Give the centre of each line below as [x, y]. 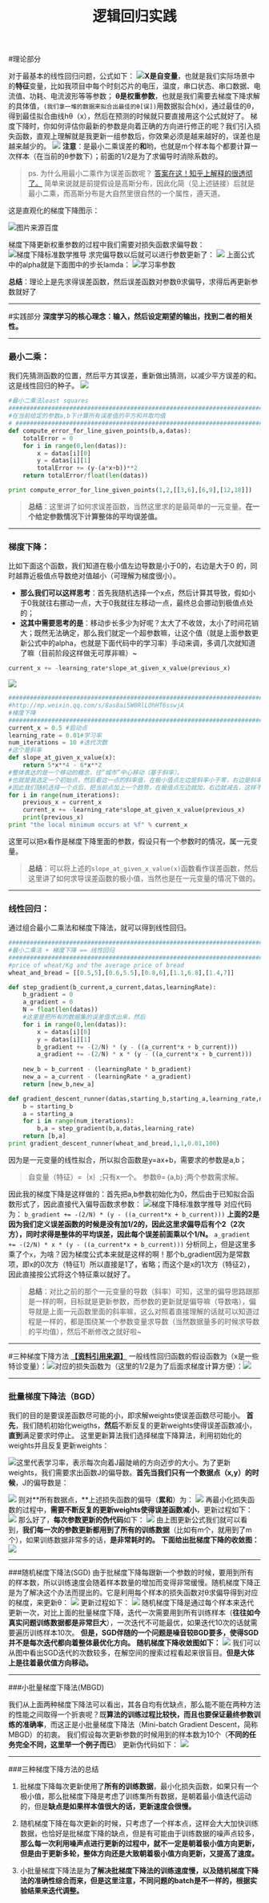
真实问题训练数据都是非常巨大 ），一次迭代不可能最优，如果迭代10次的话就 [129, 1623]
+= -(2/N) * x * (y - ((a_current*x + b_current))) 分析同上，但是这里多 [132, 1244]
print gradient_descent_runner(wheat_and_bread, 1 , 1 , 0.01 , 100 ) [114, 1144]
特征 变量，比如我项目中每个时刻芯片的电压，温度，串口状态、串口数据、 [134, 86]
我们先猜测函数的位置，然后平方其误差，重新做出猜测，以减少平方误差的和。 [134, 376]
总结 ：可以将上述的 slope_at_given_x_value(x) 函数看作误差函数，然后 [143, 868]
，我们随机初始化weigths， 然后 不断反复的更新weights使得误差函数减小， [136, 1425]
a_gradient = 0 [48, 1002]
